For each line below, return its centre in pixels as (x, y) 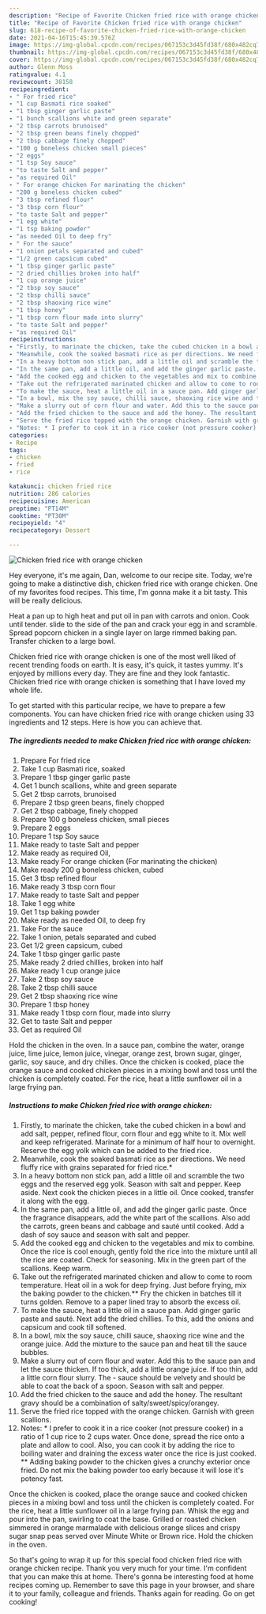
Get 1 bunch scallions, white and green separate (98, 786)
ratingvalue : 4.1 (37, 74)
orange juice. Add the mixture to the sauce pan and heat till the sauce (133, 1344)
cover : (20, 60)
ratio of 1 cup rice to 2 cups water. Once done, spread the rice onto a (133, 1436)
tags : (18, 450)
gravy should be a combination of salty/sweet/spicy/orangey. (120, 1403)
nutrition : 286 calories (50, 493)
